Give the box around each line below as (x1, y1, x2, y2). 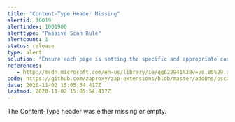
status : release (7, 43, 55, 49)
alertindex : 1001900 (7, 23, 68, 30)
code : (7, 75, 23, 82)
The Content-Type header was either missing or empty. (7, 107, 166, 116)
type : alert (7, 49, 42, 56)
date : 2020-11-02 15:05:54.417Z (7, 82, 101, 89)
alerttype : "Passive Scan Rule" (7, 29, 101, 37)
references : (7, 62, 42, 69)
